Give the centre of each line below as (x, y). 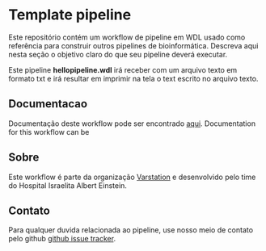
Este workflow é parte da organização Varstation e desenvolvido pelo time (132, 177)
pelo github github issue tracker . (62, 239)
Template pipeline (70, 15)
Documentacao (48, 104)
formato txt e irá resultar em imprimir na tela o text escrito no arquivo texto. (133, 78)
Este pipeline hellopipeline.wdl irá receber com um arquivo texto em (123, 69)
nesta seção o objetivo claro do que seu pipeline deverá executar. (118, 54)
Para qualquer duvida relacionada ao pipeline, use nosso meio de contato (131, 230)
